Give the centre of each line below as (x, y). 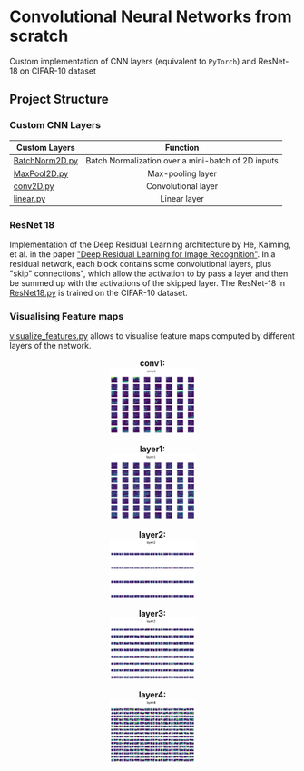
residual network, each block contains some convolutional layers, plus (141, 263)
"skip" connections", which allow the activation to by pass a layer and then (149, 273)
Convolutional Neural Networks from (151, 17)
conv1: (152, 363)
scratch (39, 36)
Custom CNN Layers (55, 125)
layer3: (152, 613)
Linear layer (182, 199)
